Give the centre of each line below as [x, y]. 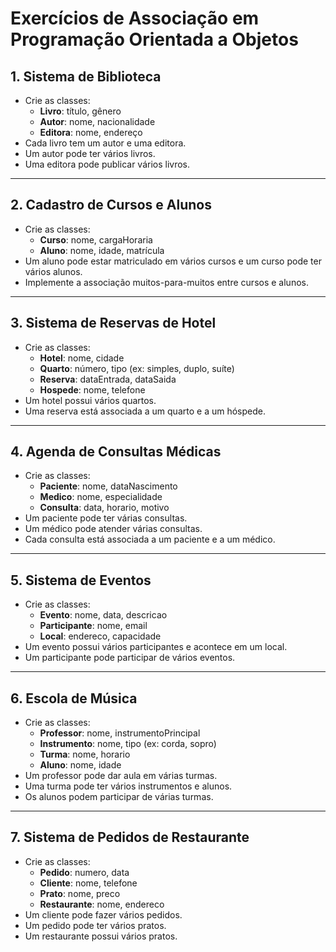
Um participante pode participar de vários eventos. [130, 658]
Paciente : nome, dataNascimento [108, 486]
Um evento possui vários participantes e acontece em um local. [156, 647]
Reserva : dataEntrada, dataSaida [108, 379]
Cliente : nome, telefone [88, 883]
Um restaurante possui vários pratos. [101, 936]
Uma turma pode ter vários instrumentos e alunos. [128, 786]
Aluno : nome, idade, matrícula [102, 250]
